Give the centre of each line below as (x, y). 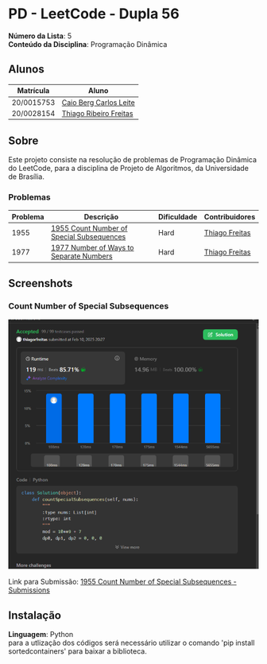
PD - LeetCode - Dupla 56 (94, 14)
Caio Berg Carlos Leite (98, 102)
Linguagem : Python (41, 635)
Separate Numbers (81, 256)
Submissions (29, 590)
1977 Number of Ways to (92, 248)
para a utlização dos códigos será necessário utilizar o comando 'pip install (132, 643)
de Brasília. (27, 177)
